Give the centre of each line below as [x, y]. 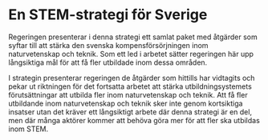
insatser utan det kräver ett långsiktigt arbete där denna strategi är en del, [130, 112]
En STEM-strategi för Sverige [108, 15]
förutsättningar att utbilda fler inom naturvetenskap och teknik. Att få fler [128, 94]
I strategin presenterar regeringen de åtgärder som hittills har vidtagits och [132, 78]
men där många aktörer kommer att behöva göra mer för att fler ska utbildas [134, 120]
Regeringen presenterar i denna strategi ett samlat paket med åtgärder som [133, 37]
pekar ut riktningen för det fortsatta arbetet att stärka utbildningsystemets [130, 86]
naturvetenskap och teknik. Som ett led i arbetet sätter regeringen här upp [131, 54]
